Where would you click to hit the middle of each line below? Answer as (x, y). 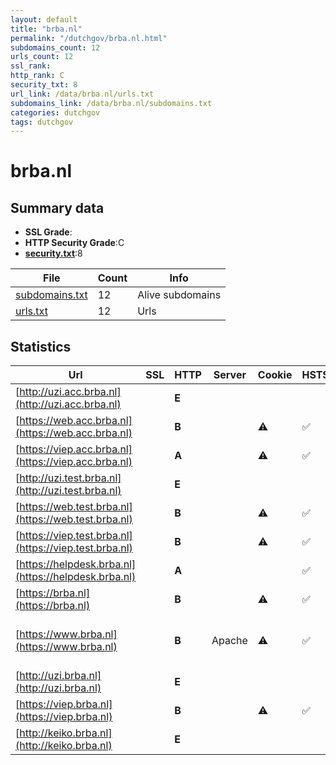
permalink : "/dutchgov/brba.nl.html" (89, 38)
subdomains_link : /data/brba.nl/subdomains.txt (111, 103)
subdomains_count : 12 (55, 47)
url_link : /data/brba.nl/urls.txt (82, 94)
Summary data (57, 207)
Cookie (275, 375)
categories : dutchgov (55, 112)
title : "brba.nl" (46, 29)
